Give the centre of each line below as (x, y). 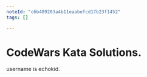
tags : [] (17, 17)
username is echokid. (33, 69)
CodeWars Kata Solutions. (74, 52)
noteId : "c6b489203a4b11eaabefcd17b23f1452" (63, 12)
